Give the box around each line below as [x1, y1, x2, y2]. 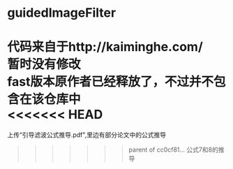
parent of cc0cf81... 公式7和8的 [128, 145, 218, 154]
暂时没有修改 [7, 57, 82, 73]
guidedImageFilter [7, 5, 116, 21]
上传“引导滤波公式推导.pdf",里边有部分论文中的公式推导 [7, 131, 166, 139]
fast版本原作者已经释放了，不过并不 [7, 74, 214, 90]
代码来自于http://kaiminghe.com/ [7, 39, 204, 55]
